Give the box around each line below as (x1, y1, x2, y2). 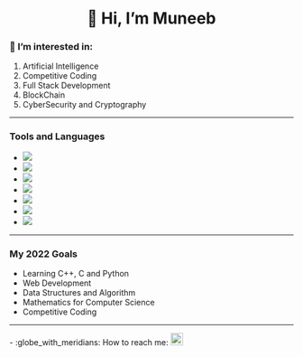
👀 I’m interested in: (9, 41, 93, 53)
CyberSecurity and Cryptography (22, 99, 147, 110)
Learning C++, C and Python (22, 268, 129, 279)
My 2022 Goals (9, 248, 78, 260)
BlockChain (22, 89, 66, 100)
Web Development (22, 277, 92, 288)
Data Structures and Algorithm (22, 287, 136, 298)
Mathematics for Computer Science (22, 297, 155, 308)
